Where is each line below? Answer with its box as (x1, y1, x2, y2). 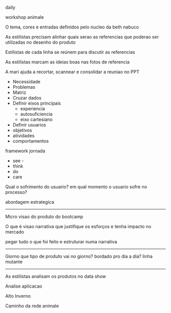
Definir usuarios (12, 122, 46, 128)
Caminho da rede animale (5, 303, 60, 309)
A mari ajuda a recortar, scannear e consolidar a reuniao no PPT (5, 69, 140, 75)
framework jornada (5, 148, 46, 154)
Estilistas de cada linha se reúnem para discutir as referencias (5, 49, 135, 55)
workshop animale (5, 14, 44, 20)
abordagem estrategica (5, 199, 54, 205)
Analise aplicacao (5, 283, 42, 289)
